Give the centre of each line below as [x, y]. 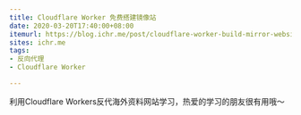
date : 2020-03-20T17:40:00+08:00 [72, 26]
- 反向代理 [27, 59]
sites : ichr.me [38, 42]
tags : [19, 51]
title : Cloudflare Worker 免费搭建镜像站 [83, 17]
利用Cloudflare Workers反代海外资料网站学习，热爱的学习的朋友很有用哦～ [147, 101]
